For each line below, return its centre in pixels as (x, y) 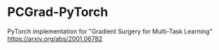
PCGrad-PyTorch (58, 12)
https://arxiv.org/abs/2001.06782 (55, 38)
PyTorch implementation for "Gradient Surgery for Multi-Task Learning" (110, 31)
